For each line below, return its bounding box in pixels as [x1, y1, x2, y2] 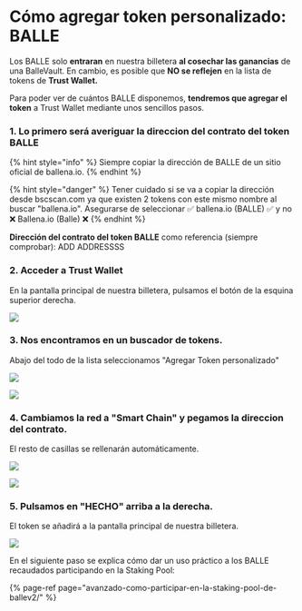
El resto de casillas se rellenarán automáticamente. [9, 443, 200, 455]
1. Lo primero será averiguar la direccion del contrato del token [9, 124, 290, 137]
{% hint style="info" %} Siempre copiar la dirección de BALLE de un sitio [9, 157, 281, 168]
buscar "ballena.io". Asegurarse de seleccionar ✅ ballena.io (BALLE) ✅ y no [9, 203, 293, 214]
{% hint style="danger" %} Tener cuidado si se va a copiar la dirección [9, 184, 275, 195]
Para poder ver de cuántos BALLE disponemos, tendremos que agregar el [9, 93, 287, 103]
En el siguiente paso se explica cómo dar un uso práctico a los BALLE [9, 556, 269, 567]
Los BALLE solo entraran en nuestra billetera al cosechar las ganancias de [9, 55, 291, 66]
